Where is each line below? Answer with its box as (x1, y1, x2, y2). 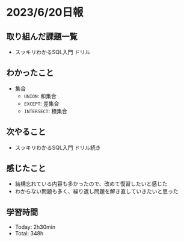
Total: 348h (14, 230, 44, 237)
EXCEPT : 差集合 (23, 100, 60, 107)
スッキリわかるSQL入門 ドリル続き (14, 144, 101, 151)
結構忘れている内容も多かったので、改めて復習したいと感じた (14, 180, 168, 187)
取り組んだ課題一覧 (6, 31, 78, 42)
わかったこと (6, 67, 54, 78)
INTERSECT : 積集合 (23, 107, 68, 114)
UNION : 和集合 (23, 92, 57, 99)
